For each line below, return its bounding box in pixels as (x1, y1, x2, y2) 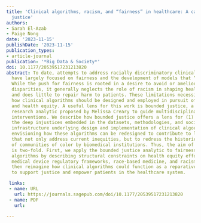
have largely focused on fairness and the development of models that (11, 75, 191, 81)
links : (8, 180, 26, 187)
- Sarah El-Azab (6, 25, 47, 32)
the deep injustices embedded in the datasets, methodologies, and (11, 120, 184, 126)
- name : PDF (8, 197, 39, 203)
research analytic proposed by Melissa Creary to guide (11, 109, 154, 114)
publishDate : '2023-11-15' (6, 42, 74, 48)
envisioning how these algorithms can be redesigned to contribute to (11, 131, 191, 137)
